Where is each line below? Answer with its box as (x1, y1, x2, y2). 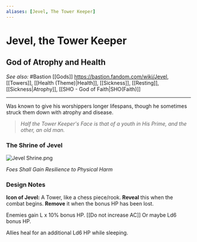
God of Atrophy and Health (6, 57, 106, 68)
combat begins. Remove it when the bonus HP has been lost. (6, 200, 154, 207)
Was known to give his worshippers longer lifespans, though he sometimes (6, 102, 188, 110)
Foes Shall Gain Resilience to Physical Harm (6, 165, 113, 173)
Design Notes (6, 180, 46, 188)
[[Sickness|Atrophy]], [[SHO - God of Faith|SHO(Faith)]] (6, 85, 141, 92)
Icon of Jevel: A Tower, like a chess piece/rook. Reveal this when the (6, 194, 174, 201)
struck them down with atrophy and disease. (6, 108, 114, 115)
